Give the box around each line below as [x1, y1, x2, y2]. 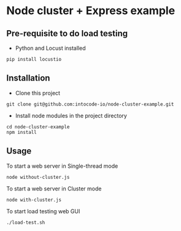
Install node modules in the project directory [15, 112, 128, 119]
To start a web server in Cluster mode [6, 185, 102, 192]
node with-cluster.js [6, 197, 62, 203]
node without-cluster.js [6, 174, 70, 180]
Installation [6, 73, 50, 84]
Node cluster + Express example [6, 4, 175, 18]
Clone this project [15, 89, 60, 96]
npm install [6, 129, 37, 135]
